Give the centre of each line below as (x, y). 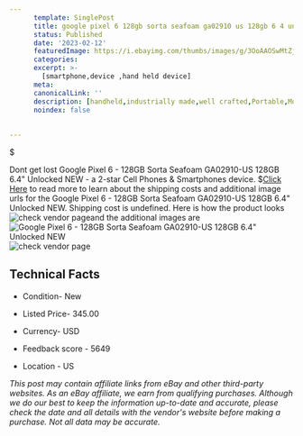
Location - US (48, 366)
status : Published (68, 34)
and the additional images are (145, 218)
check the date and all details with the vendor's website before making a (145, 412)
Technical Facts (55, 274)
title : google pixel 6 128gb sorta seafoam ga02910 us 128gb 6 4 (158, 26)
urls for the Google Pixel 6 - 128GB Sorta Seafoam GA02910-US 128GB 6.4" (150, 198)
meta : (43, 85)
